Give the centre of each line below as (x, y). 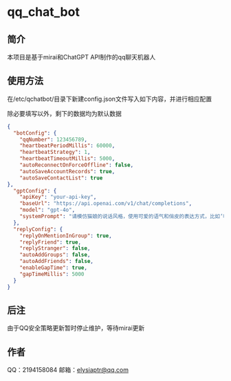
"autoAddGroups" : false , (55, 255)
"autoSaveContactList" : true (61, 178)
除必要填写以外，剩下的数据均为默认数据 (64, 113)
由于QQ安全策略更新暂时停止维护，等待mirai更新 (76, 328)
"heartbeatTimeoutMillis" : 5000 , (67, 159)
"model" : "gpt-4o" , (47, 210)
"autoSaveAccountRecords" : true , (67, 171)
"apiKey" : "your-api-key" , (58, 197)
